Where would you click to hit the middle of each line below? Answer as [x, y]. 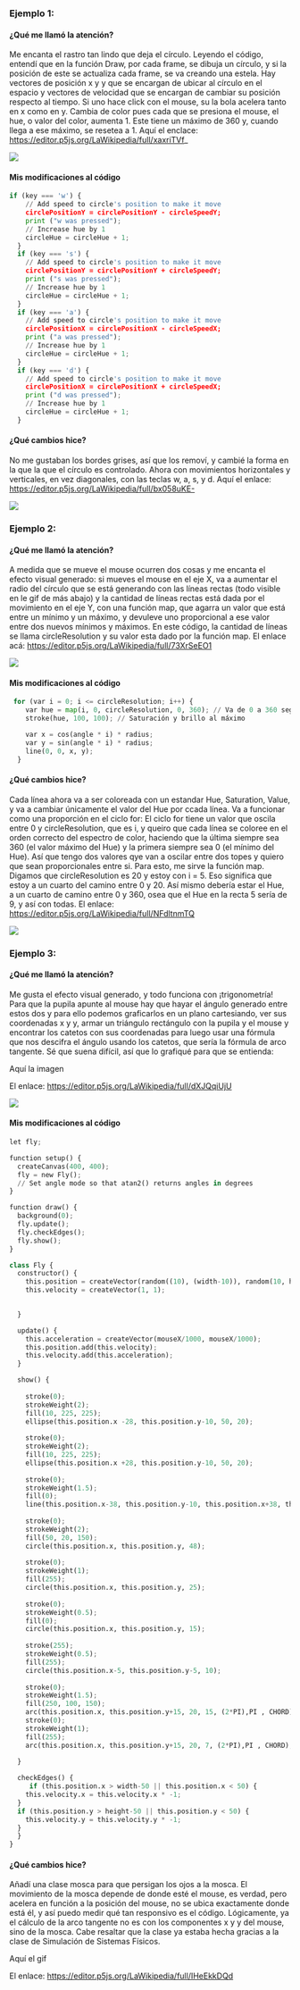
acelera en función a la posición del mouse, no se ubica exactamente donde [150, 1903]
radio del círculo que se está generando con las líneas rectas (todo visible [145, 589]
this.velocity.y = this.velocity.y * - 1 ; [103, 1819]
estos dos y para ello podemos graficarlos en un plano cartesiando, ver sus [148, 1013]
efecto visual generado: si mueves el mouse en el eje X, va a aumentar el [143, 580]
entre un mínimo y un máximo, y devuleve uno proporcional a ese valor [140, 617]
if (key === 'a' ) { [54, 312]
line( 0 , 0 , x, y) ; [59, 751]
